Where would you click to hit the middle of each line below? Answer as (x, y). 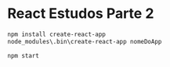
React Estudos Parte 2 (81, 14)
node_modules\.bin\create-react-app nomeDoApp (85, 41)
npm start (24, 55)
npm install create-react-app (57, 34)
